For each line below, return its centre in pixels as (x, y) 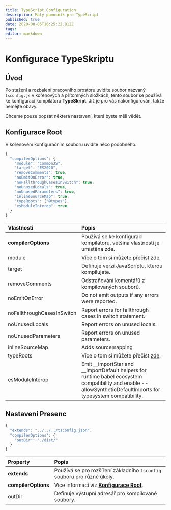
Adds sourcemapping (107, 347)
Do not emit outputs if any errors (120, 295)
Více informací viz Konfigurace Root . (99, 485)
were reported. (99, 301)
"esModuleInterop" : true (41, 206)
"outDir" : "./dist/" (36, 440)
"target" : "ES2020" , (36, 168)
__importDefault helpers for (114, 370)
